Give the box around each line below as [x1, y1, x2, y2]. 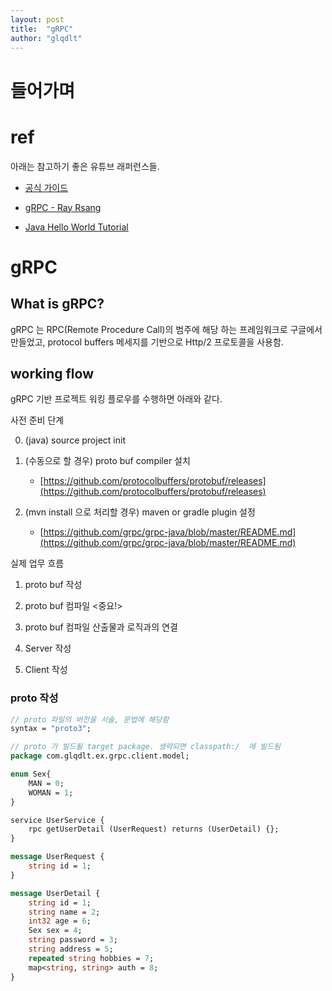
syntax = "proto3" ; [10, 724, 92, 734]
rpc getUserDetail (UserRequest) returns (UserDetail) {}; [28, 824, 280, 835]
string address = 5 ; [28, 944, 114, 955]
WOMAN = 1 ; [28, 787, 74, 798]
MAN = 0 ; [28, 778, 65, 788]
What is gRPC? [10, 296, 105, 313]
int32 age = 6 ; [28, 916, 92, 926]
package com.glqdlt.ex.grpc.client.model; [10, 751, 190, 761]
